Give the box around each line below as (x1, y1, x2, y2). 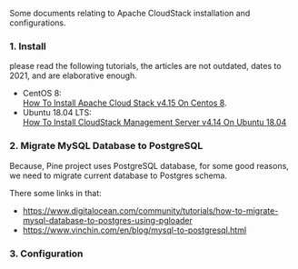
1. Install (9, 40, 47, 53)
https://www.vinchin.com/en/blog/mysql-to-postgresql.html (22, 224, 247, 235)
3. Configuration (9, 247, 84, 260)
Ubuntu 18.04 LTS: (22, 107, 93, 118)
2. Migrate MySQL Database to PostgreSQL (9, 140, 204, 153)
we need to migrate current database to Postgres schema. (9, 170, 227, 181)
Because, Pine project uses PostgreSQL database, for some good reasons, (9, 160, 289, 171)
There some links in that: (9, 187, 102, 198)
